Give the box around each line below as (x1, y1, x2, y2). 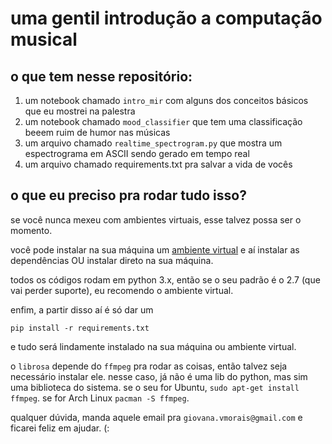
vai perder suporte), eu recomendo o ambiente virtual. (10, 284, 234, 296)
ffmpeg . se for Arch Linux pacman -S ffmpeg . (10, 392, 190, 404)
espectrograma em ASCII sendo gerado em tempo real (24, 148, 250, 159)
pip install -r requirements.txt (10, 323, 150, 333)
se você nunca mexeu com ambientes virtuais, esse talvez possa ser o (10, 213, 302, 226)
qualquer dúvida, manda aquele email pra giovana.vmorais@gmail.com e (10, 411, 303, 423)
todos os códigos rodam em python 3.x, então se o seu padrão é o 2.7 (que (10, 273, 321, 286)
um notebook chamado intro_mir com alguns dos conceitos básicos (24, 95, 309, 106)
